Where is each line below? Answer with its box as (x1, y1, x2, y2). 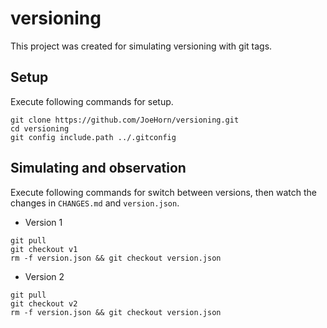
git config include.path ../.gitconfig (10, 132, 177, 142)
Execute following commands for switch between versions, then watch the (10, 186, 317, 198)
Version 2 (24, 270, 65, 282)
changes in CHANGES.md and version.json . (10, 197, 180, 209)
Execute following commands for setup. (10, 95, 174, 107)
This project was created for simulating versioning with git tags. (10, 40, 273, 52)
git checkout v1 (10, 244, 78, 254)
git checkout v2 (10, 298, 78, 309)
